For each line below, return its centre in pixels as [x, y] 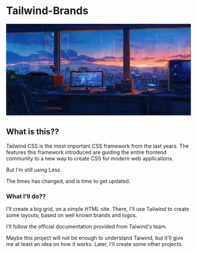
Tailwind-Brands [47, 11]
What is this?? [33, 132]
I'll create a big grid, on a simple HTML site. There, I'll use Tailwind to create [98, 209]
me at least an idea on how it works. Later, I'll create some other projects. [95, 244]
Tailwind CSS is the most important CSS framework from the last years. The [98, 146]
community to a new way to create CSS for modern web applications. [90, 158]
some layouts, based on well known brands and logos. [72, 216]
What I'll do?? [26, 196]
